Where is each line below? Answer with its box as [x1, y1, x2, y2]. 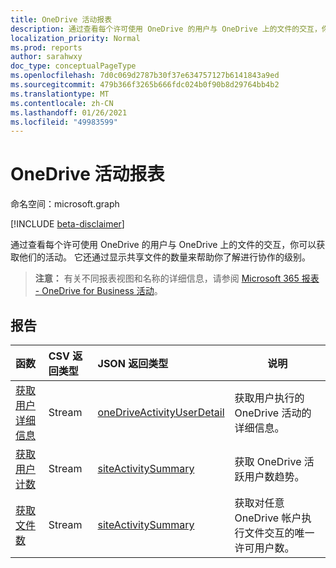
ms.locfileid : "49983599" [10, 117, 118, 127]
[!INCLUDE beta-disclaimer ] [10, 218, 125, 230]
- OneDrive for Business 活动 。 [34, 285, 163, 297]
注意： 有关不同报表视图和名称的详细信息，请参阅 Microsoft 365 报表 [34, 272, 320, 285]
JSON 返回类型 [97, 357, 169, 370]
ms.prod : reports [10, 42, 83, 53]
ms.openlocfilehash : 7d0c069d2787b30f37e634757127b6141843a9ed [10, 71, 280, 81]
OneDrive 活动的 [234, 406, 312, 420]
